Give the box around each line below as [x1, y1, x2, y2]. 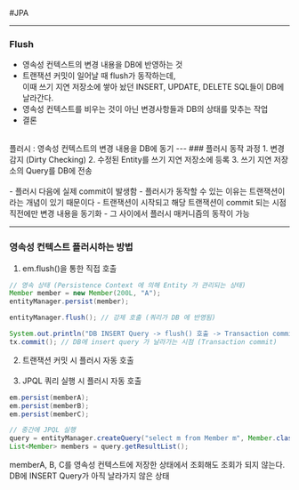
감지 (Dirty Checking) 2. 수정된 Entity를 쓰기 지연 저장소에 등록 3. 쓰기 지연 [9, 155, 272, 165]
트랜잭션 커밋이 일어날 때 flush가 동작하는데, [21, 70, 176, 81]
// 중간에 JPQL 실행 [9, 426, 77, 435]
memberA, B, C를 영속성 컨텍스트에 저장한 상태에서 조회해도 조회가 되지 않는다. [9, 460, 286, 470]
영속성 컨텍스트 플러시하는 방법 [9, 241, 133, 253]
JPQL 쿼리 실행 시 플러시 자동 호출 [21, 375, 142, 386]
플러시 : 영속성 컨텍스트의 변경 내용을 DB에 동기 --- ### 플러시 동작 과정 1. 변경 [9, 143, 285, 154]
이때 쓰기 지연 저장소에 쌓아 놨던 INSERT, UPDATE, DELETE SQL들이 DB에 [21, 82, 285, 92]
